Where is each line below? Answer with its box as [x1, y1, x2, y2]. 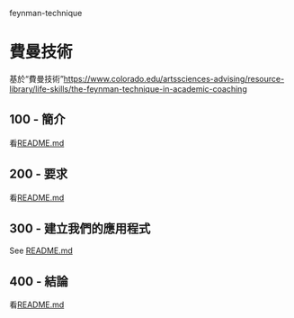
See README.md [9, 245, 74, 256]
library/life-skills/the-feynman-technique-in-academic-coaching [9, 83, 247, 94]
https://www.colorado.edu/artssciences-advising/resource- [63, 73, 285, 84]
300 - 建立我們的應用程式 [9, 221, 151, 236]
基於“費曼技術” [9, 73, 65, 84]
